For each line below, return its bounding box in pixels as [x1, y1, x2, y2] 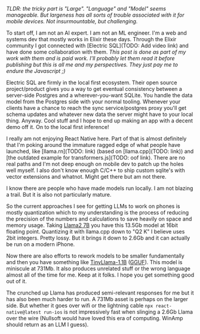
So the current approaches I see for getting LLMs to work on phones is [6, 203, 180, 210]
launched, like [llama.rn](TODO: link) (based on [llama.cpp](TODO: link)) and [6, 148, 194, 155]
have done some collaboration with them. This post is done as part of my [6, 48, 186, 56]
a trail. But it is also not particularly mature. [6, 191, 112, 198]
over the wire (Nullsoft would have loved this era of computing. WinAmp [6, 315, 183, 321]
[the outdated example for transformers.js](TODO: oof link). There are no [6, 154, 186, 161]
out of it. [6, 278, 27, 284]
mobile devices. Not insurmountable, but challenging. [6, 18, 138, 24]
